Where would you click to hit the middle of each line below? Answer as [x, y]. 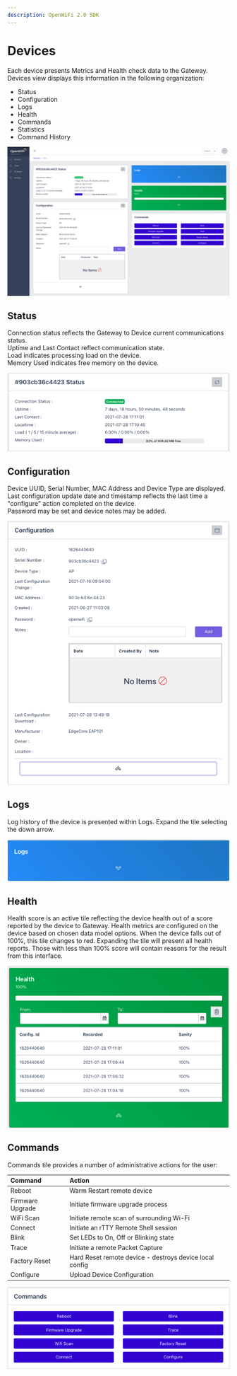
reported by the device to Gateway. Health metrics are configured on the [113, 926]
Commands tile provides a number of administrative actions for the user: [113, 1164]
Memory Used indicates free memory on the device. [83, 363]
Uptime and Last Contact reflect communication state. [86, 348]
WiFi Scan [25, 1218]
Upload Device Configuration [111, 1275]
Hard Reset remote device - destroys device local [141, 1257]
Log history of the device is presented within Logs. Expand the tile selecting [117, 821]
